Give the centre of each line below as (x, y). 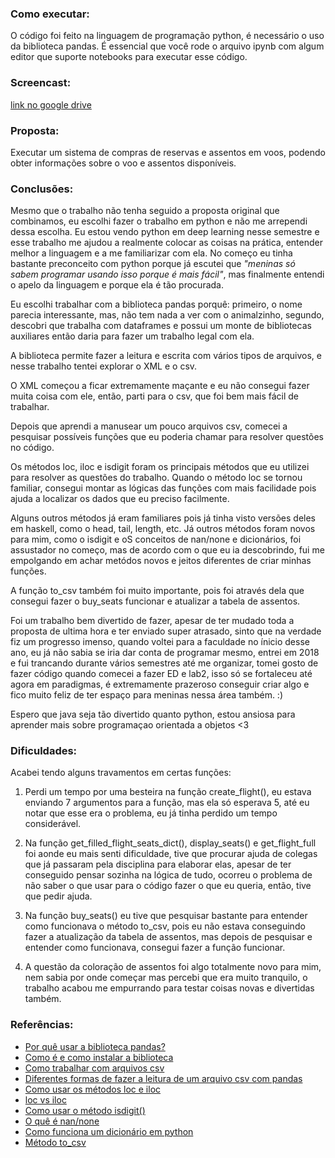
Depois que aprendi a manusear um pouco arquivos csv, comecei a (149, 426)
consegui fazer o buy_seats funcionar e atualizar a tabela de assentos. (155, 601)
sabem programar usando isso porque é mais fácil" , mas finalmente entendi (167, 274)
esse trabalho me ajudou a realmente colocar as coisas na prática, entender (166, 243)
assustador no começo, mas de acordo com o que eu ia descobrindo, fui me (167, 550)
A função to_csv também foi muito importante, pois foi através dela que (157, 591)
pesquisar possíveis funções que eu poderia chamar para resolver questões (167, 437)
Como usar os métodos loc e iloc (93, 1089)
